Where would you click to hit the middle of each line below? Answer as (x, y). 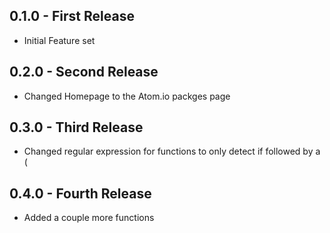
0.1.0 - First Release (72, 16)
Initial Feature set (59, 40)
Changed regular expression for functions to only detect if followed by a (172, 151)
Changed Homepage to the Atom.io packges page (127, 96)
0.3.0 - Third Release (76, 127)
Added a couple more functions (89, 218)
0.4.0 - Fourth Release (80, 193)
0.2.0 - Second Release (84, 72)
